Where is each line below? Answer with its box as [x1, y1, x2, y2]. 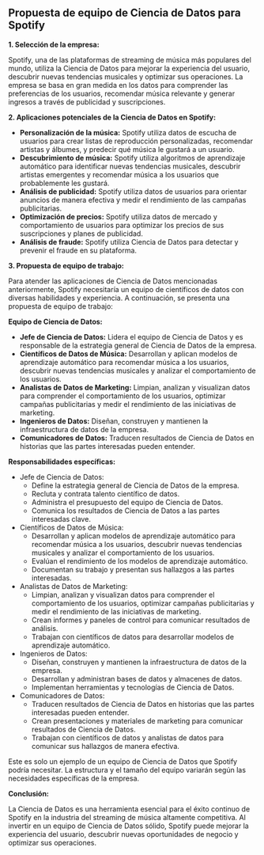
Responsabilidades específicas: [8, 457, 116, 466]
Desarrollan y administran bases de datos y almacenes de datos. [31, 674, 243, 683]
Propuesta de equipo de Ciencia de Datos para [8, 6, 241, 20]
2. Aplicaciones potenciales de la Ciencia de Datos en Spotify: [8, 112, 216, 122]
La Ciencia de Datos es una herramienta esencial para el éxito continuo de [8, 804, 251, 814]
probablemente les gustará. [19, 178, 110, 188]
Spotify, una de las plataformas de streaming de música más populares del [8, 55, 251, 64]
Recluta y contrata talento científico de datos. [31, 488, 180, 498]
